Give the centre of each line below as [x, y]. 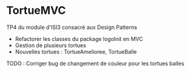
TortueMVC [36, 11]
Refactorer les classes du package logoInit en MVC [79, 39]
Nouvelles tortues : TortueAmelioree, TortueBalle [76, 51]
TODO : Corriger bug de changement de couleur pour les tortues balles [95, 63]
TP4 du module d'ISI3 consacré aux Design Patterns [72, 27]
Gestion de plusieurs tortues [50, 45]
